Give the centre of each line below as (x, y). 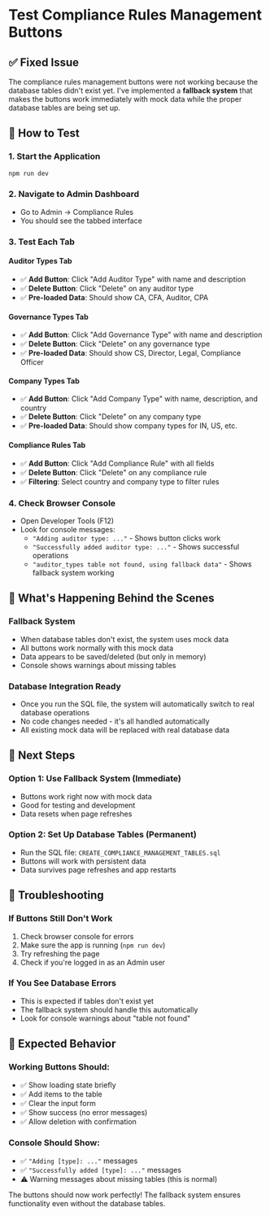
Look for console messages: (67, 529)
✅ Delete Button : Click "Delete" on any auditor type (107, 288)
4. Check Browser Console (62, 503)
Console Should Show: (54, 1143)
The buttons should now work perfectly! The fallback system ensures (125, 1195)
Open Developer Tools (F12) (67, 521)
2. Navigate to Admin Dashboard (74, 195)
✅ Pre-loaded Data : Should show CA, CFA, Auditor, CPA (114, 297)
